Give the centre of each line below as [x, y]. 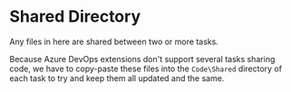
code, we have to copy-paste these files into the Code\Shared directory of [146, 69]
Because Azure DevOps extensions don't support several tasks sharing [142, 59]
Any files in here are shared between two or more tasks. [114, 41]
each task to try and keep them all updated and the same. [117, 78]
